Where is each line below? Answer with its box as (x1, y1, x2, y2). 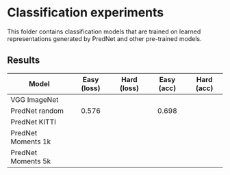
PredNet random (10, 106, 64, 116)
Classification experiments (7, 5, 164, 21)
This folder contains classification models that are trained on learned (7, 27, 201, 36)
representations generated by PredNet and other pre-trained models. (7, 34, 202, 42)
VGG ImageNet (10, 94, 59, 104)
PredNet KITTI (10, 117, 57, 126)
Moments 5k (10, 156, 51, 165)
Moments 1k (10, 137, 51, 146)
